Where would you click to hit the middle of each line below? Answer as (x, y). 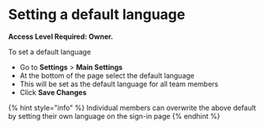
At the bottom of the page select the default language (107, 75)
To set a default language (50, 51)
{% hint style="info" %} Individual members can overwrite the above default (132, 108)
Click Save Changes (53, 92)
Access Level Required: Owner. (60, 36)
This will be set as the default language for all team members (119, 84)
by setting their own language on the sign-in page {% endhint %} (114, 116)
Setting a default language (97, 15)
